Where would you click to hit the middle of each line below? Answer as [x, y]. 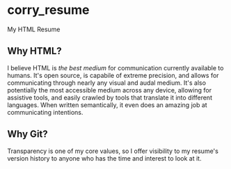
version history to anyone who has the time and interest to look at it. [104, 158]
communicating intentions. [45, 112]
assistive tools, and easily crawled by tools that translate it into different [110, 97]
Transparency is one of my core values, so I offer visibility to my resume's [113, 151]
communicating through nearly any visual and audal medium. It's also [107, 83]
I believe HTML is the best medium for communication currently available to [115, 67]
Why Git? [28, 134]
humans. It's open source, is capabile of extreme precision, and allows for [113, 75]
